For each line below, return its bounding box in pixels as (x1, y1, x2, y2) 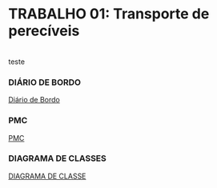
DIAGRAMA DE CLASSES (8, 153, 106, 164)
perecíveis (8, 22, 80, 40)
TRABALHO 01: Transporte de (8, 5, 210, 23)
